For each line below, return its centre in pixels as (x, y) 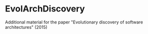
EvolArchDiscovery (45, 9)
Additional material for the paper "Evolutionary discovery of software (74, 22)
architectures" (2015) (26, 27)
